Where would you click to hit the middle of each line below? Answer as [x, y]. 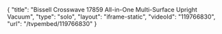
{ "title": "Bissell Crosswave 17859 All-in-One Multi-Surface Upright [102, 10]
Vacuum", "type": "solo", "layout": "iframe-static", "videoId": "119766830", [111, 17]
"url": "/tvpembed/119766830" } [52, 24]
